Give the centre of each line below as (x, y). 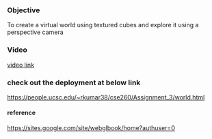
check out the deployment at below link (74, 82)
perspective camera (35, 32)
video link (21, 65)
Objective (24, 10)
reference (22, 113)
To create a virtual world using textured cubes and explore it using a (103, 25)
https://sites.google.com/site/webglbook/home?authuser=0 (91, 128)
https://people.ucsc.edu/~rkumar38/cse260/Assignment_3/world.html (106, 97)
